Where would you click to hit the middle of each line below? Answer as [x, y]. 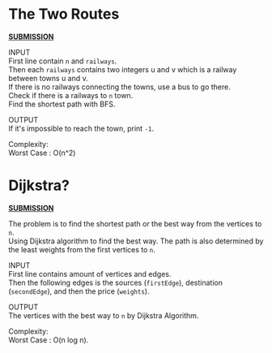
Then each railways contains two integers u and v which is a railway [123, 69]
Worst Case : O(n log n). [49, 340]
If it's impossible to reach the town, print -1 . [81, 128]
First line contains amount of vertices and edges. [90, 273]
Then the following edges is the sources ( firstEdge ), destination [115, 282]
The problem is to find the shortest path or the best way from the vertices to [135, 223]
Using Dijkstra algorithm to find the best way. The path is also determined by [136, 241]
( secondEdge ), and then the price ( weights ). [79, 291]
